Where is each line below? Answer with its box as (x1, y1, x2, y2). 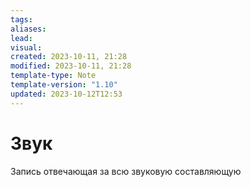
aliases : (10, 24, 47, 34)
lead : (10, 33, 33, 43)
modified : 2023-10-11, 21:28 (10, 61, 132, 71)
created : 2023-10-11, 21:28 (10, 52, 128, 62)
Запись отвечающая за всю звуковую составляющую (10, 165, 242, 177)
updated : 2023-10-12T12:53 (10, 89, 123, 99)
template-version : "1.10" (10, 80, 118, 90)
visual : (10, 42, 43, 53)
